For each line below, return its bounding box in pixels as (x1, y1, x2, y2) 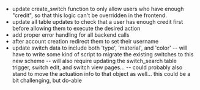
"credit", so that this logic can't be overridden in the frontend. (12, 12, 167, 19)
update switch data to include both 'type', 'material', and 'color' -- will (12, 44, 188, 51)
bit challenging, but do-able (12, 77, 83, 84)
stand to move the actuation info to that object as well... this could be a (12, 70, 191, 77)
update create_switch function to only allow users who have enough (12, 6, 184, 12)
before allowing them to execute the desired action (12, 24, 141, 32)
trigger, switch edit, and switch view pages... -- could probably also (12, 64, 183, 71)
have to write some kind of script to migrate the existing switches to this (12, 51, 194, 58)
